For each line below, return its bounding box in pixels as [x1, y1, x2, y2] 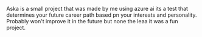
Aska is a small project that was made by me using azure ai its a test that [6, 5, 189, 12]
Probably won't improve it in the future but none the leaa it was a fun [6, 18, 178, 24]
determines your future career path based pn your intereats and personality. [6, 11, 197, 18]
